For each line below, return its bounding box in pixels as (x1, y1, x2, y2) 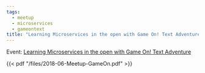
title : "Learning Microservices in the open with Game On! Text (6, 32, 173, 38)
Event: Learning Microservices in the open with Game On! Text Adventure (6, 48, 192, 55)
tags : (6, 9, 20, 15)
